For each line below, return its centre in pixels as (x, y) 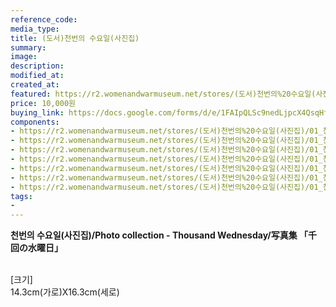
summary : (28, 47)
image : (24, 57)
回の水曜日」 (36, 248)
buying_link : (37, 112)
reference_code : (44, 19)
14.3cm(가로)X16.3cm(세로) (65, 292)
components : (35, 122)
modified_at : (37, 76)
